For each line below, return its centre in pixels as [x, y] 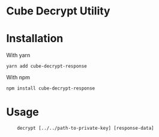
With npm [18, 78]
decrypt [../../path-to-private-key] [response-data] [85, 128]
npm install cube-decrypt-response [51, 88]
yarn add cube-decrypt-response [46, 66]
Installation [35, 39]
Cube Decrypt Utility [58, 11]
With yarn [18, 55]
